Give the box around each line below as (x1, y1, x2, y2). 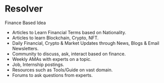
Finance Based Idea (5, 20, 46, 26)
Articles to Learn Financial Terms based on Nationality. (12, 29, 127, 35)
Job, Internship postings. (12, 61, 64, 67)
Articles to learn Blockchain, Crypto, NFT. (12, 35, 99, 41)
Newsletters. (12, 45, 39, 51)
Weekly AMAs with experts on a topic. (12, 56, 92, 62)
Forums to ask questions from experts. (12, 72, 93, 78)
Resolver (5, 3, 43, 15)
